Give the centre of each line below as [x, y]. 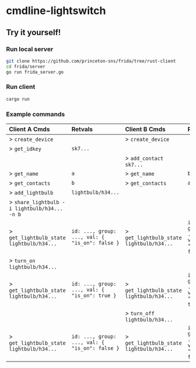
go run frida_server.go [35, 72]
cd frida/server [26, 66]
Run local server [30, 49]
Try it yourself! [34, 32]
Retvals [82, 129]
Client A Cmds [29, 129]
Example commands [36, 114]
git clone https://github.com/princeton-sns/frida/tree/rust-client [91, 61]
